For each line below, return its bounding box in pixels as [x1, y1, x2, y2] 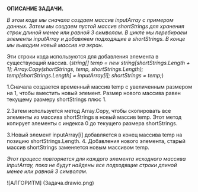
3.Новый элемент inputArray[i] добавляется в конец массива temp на [7, 131, 183, 138]
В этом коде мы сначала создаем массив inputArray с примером [7, 17, 174, 23]
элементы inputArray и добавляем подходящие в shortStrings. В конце [7, 35, 186, 42]
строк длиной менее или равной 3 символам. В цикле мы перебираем [7, 29, 187, 36]
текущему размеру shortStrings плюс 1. [7, 96, 107, 103]
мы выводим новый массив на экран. [7, 41, 103, 48]
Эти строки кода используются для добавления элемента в [7, 53, 159, 60]
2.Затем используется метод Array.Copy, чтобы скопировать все [7, 108, 171, 114]
